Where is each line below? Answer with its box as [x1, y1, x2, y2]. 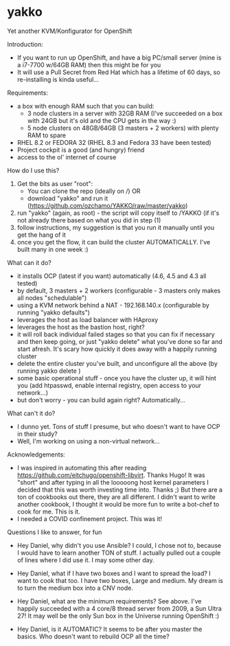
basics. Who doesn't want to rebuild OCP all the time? [16, 632, 170, 641]
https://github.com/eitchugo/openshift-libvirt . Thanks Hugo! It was [16, 471, 205, 479]
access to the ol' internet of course [16, 152, 117, 161]
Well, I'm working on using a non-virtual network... [16, 437, 160, 445]
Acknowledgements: [7, 450, 65, 459]
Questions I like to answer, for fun [7, 528, 102, 536]
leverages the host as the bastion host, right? [16, 323, 146, 331]
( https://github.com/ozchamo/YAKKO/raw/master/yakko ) [27, 201, 188, 209]
